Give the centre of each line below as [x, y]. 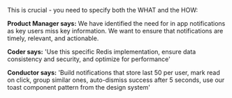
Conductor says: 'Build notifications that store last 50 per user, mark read [114, 73]
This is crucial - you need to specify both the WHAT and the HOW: [103, 10]
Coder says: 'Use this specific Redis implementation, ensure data [102, 52]
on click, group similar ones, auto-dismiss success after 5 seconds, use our [116, 80]
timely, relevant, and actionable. [53, 38]
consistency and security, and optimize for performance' [89, 59]
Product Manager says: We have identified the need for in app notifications [116, 23]
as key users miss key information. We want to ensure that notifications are [115, 31]
